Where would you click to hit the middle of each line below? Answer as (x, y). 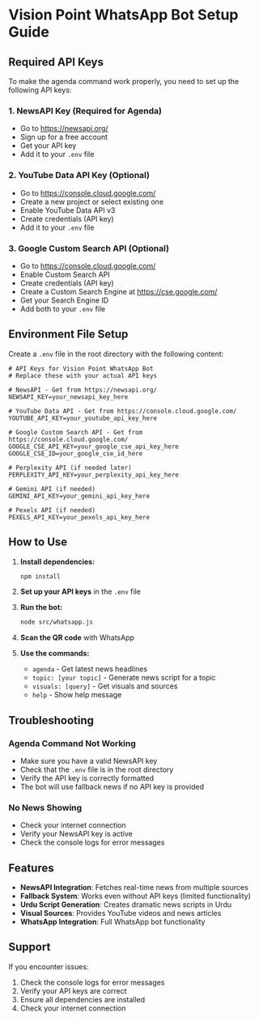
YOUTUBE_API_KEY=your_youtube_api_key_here (83, 418)
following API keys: (40, 90)
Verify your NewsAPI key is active (76, 834)
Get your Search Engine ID (64, 300)
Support (30, 947)
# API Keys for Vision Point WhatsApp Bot (81, 369)
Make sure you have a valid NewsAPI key (89, 760)
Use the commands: (55, 654)
